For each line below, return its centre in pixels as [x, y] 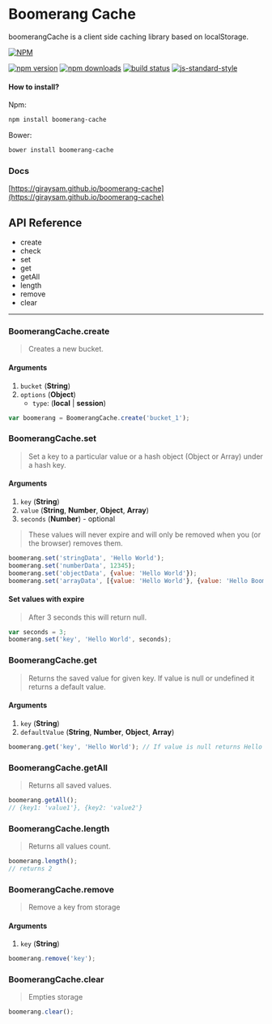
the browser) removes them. [75, 543]
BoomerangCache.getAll [58, 767]
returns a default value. [67, 686]
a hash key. [47, 464]
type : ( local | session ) [69, 403]
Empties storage [55, 997]
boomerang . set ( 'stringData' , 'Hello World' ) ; [86, 558]
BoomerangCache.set [53, 439]
